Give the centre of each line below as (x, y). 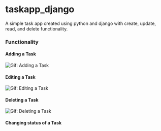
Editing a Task (20, 77)
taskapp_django (40, 9)
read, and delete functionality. (37, 28)
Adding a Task (21, 54)
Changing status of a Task (34, 123)
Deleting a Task (22, 100)
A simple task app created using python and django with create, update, (81, 23)
